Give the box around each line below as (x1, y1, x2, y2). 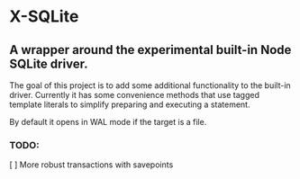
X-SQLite (9, 6, 79, 27)
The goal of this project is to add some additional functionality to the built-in (9, 80, 291, 91)
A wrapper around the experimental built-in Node (9, 42, 292, 58)
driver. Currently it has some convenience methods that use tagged (9, 90, 259, 100)
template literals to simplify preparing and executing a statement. (9, 99, 250, 110)
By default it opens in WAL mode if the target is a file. (9, 117, 207, 127)
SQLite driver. (9, 56, 88, 71)
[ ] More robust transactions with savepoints (9, 159, 174, 170)
